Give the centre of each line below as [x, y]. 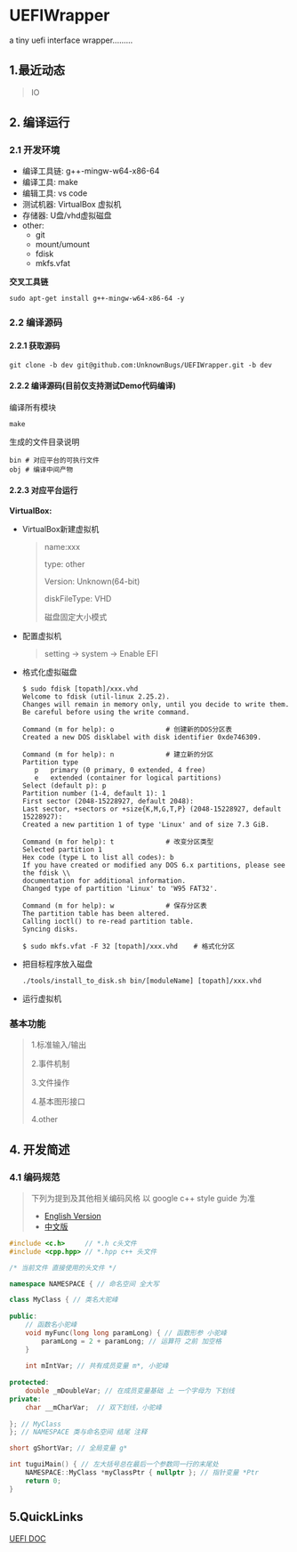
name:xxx [62, 546]
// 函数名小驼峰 [51, 1325]
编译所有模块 [32, 407]
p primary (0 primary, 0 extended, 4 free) [120, 770]
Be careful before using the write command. [106, 712]
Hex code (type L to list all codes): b [98, 857]
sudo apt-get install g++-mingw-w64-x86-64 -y [97, 299]
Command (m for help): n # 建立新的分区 [118, 754]
